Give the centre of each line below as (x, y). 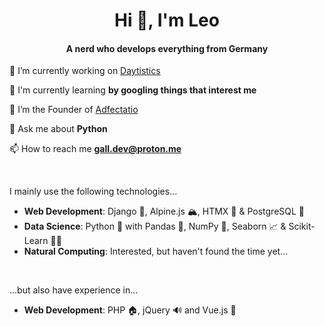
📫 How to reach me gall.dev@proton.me (95, 149)
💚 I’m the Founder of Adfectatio (74, 110)
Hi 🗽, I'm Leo (167, 20)
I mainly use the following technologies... (93, 191)
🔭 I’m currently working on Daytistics (85, 71)
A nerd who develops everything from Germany (167, 48)
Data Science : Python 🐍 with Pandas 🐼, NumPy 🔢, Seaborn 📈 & (155, 226)
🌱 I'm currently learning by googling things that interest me (133, 90)
